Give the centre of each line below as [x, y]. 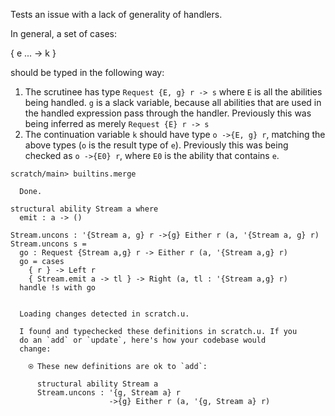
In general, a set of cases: [63, 33]
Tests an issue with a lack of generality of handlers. [116, 14]
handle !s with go [58, 288]
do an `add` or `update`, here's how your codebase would [143, 340]
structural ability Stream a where [84, 209]
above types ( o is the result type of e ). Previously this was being [156, 145]
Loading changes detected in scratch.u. [104, 314]
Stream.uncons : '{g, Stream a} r [109, 393]
